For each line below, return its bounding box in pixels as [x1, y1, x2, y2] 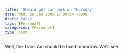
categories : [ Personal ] [5, 26, 55, 30]
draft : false [5, 16, 32, 21]
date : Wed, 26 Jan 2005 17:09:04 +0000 [5, 12, 88, 17]
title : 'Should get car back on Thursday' [5, 7, 94, 12]
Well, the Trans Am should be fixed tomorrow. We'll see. [5, 44, 120, 49]
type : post [5, 30, 28, 35]
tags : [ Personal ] [5, 21, 41, 26]
